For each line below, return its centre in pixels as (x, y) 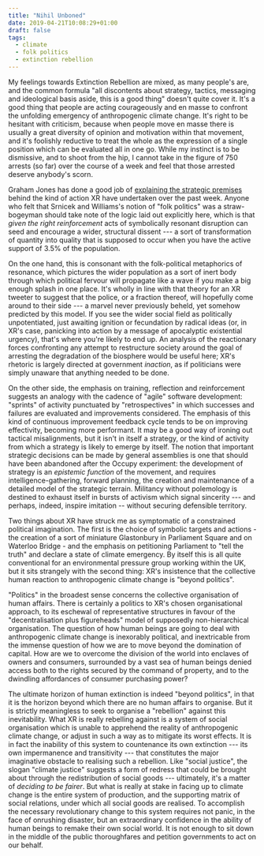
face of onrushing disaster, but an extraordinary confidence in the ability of (130, 820)
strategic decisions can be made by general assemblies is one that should (128, 455)
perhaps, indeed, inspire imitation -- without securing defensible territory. (128, 505)
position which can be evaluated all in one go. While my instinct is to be (124, 149)
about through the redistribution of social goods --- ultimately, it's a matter (129, 778)
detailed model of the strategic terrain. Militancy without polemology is (123, 488)
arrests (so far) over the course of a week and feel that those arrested (121, 166)
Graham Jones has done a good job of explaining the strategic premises (125, 190)
